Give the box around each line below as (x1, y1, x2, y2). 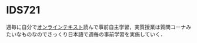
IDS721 (6, 3, 41, 17)
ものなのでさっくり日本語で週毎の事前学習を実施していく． (21, 30, 166, 38)
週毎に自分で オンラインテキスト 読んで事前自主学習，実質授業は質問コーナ (6, 23, 186, 30)
